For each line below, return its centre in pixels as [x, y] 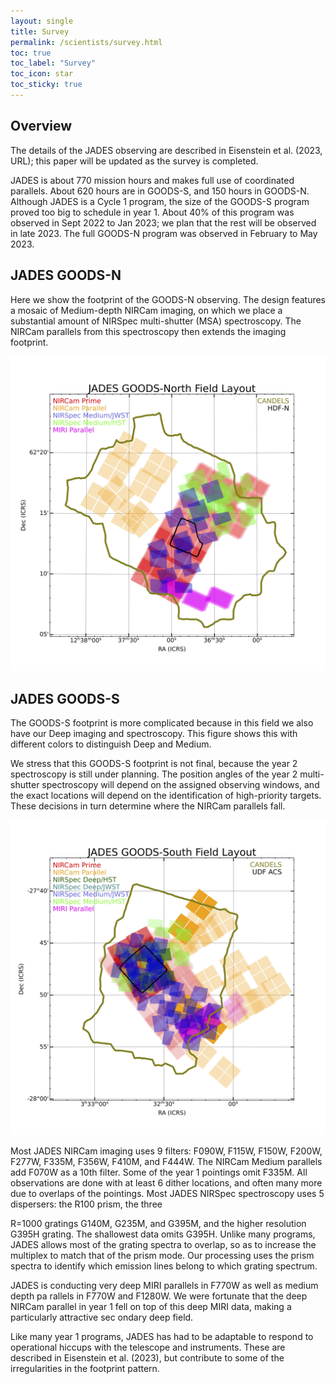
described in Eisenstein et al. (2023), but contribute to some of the [147, 1358]
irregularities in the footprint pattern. [85, 1369]
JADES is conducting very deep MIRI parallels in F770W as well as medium [164, 1286]
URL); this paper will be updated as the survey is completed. [134, 161]
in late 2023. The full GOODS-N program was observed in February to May [164, 233]
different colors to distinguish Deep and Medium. [111, 744]
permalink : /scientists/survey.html [86, 42]
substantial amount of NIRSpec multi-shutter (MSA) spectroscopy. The [156, 321]
